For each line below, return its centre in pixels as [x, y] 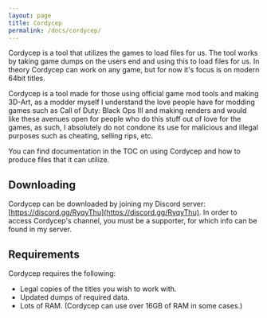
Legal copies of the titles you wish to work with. [98, 289]
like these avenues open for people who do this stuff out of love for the [125, 119]
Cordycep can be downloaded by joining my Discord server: [107, 204]
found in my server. [40, 229]
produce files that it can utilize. [59, 160]
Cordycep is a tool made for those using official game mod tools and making [133, 94]
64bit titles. [27, 78]
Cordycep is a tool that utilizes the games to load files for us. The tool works [133, 53]
